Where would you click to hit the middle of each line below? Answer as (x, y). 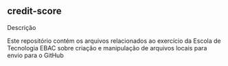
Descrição (22, 27)
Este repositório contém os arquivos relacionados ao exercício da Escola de (114, 41)
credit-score (34, 11)
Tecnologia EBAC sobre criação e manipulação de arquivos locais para (107, 48)
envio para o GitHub (35, 55)
